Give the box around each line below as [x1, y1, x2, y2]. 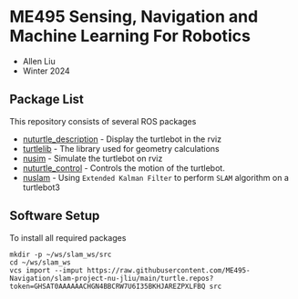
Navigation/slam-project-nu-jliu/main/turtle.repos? [9, 274, 214, 283]
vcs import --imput [9, 265, 84, 274]
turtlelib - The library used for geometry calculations [22, 143, 221, 154]
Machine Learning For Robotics [9, 25, 251, 46]
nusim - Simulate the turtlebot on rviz [22, 153, 163, 164]
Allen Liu [22, 55, 57, 66]
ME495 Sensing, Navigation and [9, 6, 259, 27]
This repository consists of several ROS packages [9, 115, 197, 126]
